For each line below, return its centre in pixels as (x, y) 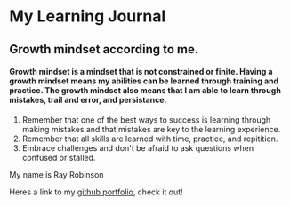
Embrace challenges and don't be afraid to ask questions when (138, 147)
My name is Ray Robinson (56, 174)
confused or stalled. (59, 157)
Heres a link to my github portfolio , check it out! (97, 192)
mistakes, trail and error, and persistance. (88, 100)
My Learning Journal (88, 16)
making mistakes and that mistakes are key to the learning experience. (151, 129)
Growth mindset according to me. (104, 49)
